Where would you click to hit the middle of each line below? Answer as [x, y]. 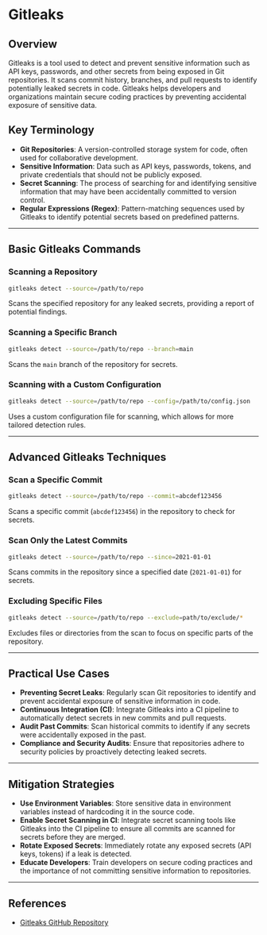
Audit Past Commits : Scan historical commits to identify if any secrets [135, 726]
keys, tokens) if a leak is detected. [76, 854]
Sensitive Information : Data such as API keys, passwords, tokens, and [135, 166]
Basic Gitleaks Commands [75, 249]
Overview [33, 44]
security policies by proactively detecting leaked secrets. [113, 751]
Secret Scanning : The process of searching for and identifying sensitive [138, 183]
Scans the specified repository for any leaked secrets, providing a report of [131, 303]
